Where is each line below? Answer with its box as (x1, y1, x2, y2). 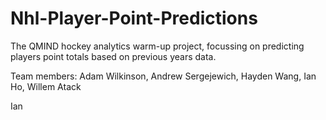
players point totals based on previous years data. (10, 50, 217, 62)
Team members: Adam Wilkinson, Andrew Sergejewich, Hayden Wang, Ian (10, 70, 317, 82)
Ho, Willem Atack (10, 80, 82, 92)
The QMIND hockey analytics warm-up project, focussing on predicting (10, 40, 305, 52)
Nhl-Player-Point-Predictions (10, 7, 258, 30)
